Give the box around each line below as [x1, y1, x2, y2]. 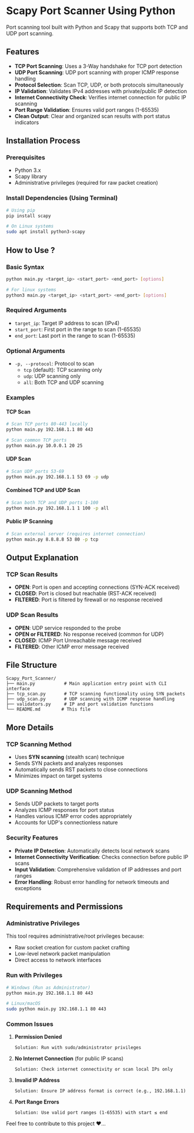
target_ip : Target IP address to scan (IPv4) [14, 319, 120, 326]
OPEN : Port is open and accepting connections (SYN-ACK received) [14, 584, 180, 591]
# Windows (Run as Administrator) [6, 984, 91, 991]
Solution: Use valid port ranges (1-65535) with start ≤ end [14, 1110, 168, 1116]
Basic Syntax [6, 263, 45, 271]
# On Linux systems [6, 224, 54, 229]
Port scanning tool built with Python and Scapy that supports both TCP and [6, 24, 188, 31]
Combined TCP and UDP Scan [6, 486, 81, 494]
